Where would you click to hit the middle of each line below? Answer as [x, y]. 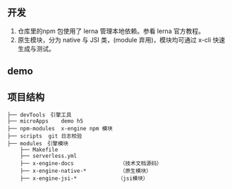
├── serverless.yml [49, 156]
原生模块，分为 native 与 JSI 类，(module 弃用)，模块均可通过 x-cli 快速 [121, 39]
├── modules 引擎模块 [38, 144]
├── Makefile [39, 150]
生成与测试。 [36, 49]
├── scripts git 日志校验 [45, 136]
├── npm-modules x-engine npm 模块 [60, 129]
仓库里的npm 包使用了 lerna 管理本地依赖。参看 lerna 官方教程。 [111, 31]
